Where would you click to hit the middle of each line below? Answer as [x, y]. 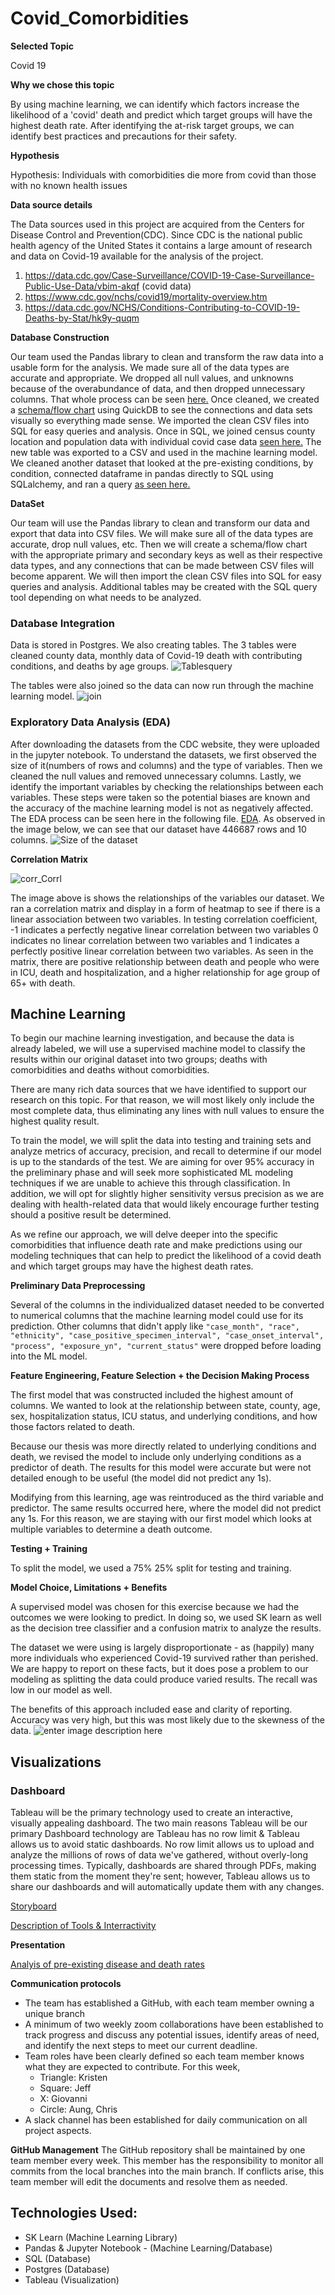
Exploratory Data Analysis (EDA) [90, 722]
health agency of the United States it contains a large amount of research [161, 245]
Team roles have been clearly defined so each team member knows [164, 2056]
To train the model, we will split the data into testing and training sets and [161, 1141]
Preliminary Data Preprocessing [78, 1286]
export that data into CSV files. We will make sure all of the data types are [162, 533]
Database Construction [60, 337]
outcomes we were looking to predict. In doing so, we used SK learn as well [166, 1618]
